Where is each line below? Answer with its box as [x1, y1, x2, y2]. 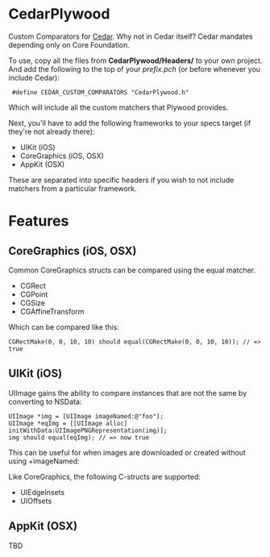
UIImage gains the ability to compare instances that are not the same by [8, 388, 247, 397]
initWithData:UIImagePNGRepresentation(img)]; [8, 426, 168, 434]
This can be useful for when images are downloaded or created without [8, 447, 246, 457]
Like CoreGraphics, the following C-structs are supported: [8, 472, 201, 481]
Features [8, 212, 69, 231]
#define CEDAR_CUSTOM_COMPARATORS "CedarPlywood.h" [11, 88, 189, 97]
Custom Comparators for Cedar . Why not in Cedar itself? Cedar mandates [8, 31, 253, 41]
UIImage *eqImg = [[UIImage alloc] [8, 419, 128, 427]
